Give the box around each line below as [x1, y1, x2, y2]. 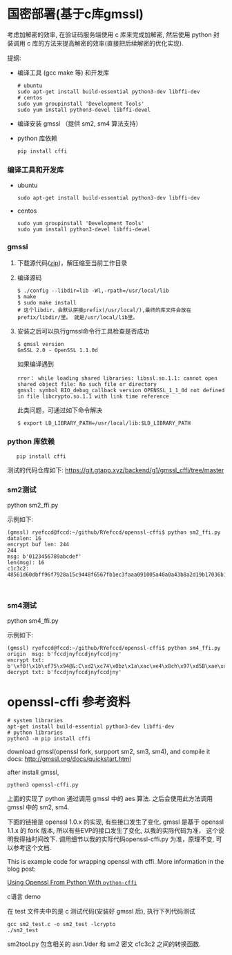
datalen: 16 [7, 535, 41, 542]
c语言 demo [7, 892, 41, 901]
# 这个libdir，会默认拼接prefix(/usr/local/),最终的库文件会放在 [17, 307, 192, 313]
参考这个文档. [12, 844, 52, 852]
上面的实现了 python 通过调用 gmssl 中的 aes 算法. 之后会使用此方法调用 [7, 795, 213, 803]
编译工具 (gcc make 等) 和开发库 [17, 68, 109, 77]
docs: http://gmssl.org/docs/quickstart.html [7, 755, 131, 763]
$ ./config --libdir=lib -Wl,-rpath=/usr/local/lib [17, 287, 169, 294]
